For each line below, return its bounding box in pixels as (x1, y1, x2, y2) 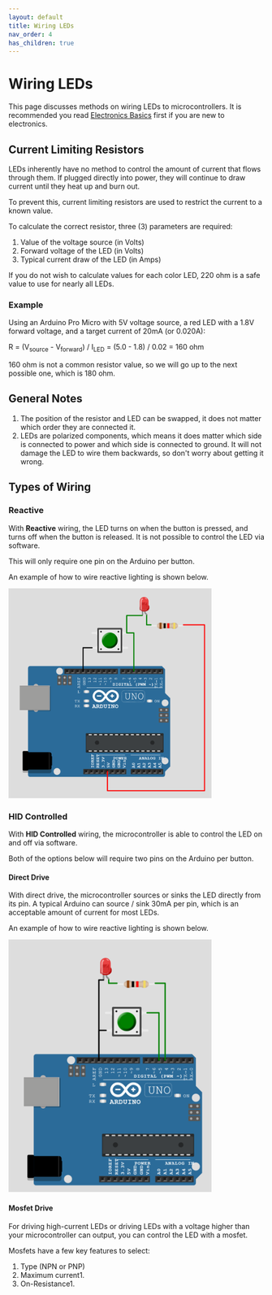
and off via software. (8, 838, 78, 848)
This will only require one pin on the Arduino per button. (8, 556, 195, 566)
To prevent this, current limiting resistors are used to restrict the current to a (8, 198, 262, 206)
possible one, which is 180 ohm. (8, 368, 116, 378)
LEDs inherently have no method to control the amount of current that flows (8, 164, 261, 174)
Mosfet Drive (8, 1203, 54, 1213)
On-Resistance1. (19, 1279, 76, 1288)
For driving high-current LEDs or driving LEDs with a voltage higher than (8, 1221, 250, 1231)
